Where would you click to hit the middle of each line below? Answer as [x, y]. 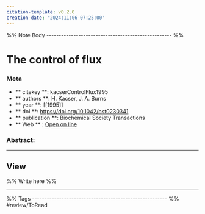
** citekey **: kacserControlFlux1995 [62, 91]
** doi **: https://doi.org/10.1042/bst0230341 [72, 111]
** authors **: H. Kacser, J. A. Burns [61, 98]
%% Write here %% [31, 181]
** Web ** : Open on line [46, 124]
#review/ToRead [27, 205]
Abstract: [21, 140]
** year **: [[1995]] [39, 105]
